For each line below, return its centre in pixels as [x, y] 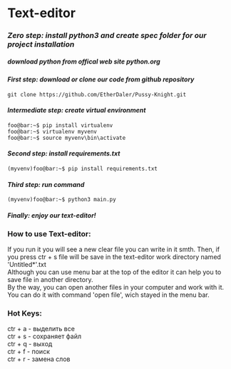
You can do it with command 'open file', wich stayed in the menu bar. [109, 295]
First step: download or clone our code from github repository [101, 79]
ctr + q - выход [30, 344]
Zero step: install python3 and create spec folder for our [107, 36]
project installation [41, 44]
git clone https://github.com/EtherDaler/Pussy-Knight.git [97, 94]
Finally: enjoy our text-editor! [52, 215]
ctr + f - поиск [29, 352]
